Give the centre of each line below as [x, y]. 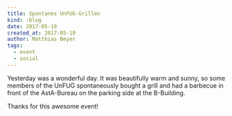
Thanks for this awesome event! [53, 106]
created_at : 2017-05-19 [42, 33]
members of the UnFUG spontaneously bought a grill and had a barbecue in [115, 85]
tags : [15, 46]
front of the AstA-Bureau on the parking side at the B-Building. [96, 93]
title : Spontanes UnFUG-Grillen [54, 13]
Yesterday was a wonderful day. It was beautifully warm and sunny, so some [116, 78]
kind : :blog [24, 20]
